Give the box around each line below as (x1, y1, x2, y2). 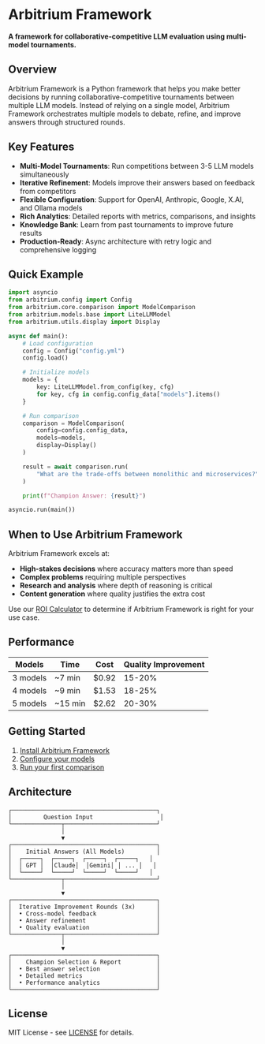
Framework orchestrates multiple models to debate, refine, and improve (8, 109, 241, 118)
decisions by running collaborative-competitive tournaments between (8, 92, 235, 102)
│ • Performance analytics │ (8, 979, 160, 986)
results (19, 228, 43, 237)
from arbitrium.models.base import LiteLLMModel (8, 311, 171, 319)
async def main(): (8, 332, 69, 340)
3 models (12, 672, 47, 683)
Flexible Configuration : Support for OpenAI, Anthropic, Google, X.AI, (19, 195, 244, 204)
